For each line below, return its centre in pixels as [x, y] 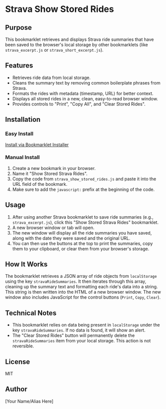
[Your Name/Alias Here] [29, 401]
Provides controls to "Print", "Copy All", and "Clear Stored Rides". [79, 104]
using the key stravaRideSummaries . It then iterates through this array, [76, 281]
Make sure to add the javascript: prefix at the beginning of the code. [83, 189]
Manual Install [23, 158]
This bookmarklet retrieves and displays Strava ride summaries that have [80, 39]
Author [16, 389]
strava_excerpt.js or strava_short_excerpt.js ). [55, 50]
